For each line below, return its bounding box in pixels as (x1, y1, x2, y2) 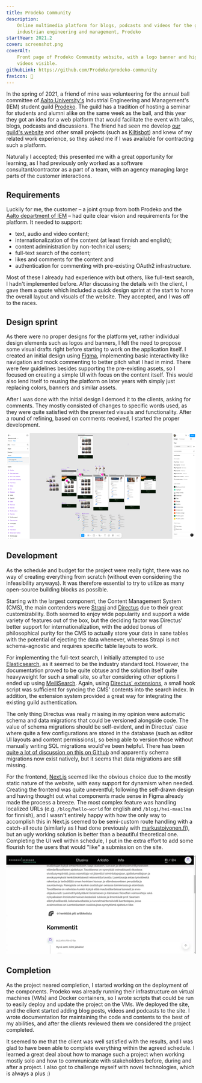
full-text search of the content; (14, 250, 91, 257)
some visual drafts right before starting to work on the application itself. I (6, 346, 186, 353)
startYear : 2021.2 (6, 35, 52, 42)
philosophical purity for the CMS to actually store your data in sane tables (6, 629, 188, 637)
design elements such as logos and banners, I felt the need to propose (6, 339, 182, 346)
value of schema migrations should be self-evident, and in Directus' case (6, 723, 188, 730)
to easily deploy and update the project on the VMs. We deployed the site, (6, 1001, 189, 1008)
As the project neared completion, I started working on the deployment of (6, 981, 188, 989)
